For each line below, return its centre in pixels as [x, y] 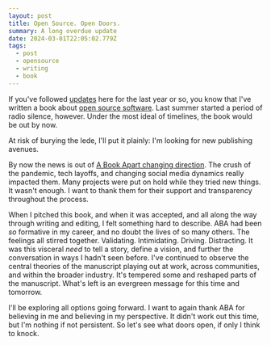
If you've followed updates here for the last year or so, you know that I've [130, 99]
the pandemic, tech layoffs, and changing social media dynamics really [126, 173]
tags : [17, 46]
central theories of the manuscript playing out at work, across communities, [134, 266]
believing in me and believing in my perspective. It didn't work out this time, [134, 316]
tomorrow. [25, 292]
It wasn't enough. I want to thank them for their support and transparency [130, 190]
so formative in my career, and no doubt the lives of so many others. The [129, 232]
